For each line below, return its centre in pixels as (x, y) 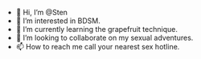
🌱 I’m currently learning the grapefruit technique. (97, 29)
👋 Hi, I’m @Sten (42, 12)
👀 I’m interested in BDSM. (58, 21)
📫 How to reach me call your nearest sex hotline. (98, 47)
